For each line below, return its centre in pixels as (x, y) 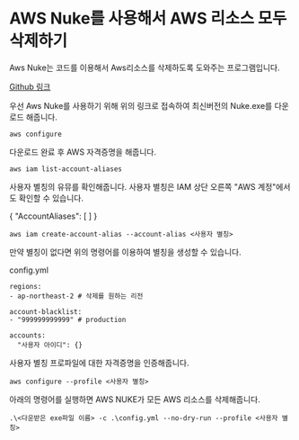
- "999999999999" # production (68, 319)
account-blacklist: (46, 311)
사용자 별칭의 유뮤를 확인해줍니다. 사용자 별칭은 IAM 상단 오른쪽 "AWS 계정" (143, 186)
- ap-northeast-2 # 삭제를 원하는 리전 (76, 296)
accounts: (28, 335)
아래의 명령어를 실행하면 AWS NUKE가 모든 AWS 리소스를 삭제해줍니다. (135, 399)
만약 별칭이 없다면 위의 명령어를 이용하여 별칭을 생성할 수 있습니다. (125, 252)
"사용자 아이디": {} (50, 345)
